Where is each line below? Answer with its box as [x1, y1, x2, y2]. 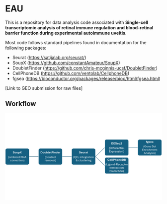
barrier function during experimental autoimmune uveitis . [5, 30, 127, 36]
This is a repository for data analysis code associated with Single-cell [5, 19, 148, 25]
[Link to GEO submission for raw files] [5, 85, 83, 91]
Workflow [5, 100, 36, 108]
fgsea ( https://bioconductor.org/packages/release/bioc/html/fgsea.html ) [12, 75, 161, 81]
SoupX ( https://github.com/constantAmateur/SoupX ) [12, 60, 120, 66]
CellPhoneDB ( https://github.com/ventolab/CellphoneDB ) [12, 70, 130, 76]
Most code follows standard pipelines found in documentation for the [5, 39, 147, 45]
